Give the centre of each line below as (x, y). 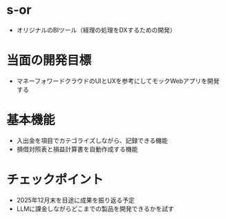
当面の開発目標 (49, 60)
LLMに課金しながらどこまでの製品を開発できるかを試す (95, 209)
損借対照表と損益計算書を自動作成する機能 (77, 149)
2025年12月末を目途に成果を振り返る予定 (76, 200)
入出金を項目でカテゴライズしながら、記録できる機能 (92, 140)
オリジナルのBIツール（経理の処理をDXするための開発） (96, 30)
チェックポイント (55, 180)
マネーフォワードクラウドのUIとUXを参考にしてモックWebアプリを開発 (118, 81)
